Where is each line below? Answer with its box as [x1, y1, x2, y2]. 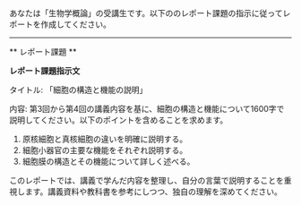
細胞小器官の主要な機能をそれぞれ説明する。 [21, 145, 188, 155]
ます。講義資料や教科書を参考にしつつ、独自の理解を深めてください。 [24, 186, 282, 197]
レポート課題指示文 [9, 65, 81, 76]
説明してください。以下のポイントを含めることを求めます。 [9, 115, 228, 125]
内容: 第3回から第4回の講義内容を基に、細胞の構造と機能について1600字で [9, 104, 285, 114]
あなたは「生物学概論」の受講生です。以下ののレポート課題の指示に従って [9, 8, 283, 18]
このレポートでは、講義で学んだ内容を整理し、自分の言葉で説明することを [9, 175, 284, 185]
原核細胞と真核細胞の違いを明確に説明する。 [21, 133, 188, 144]
